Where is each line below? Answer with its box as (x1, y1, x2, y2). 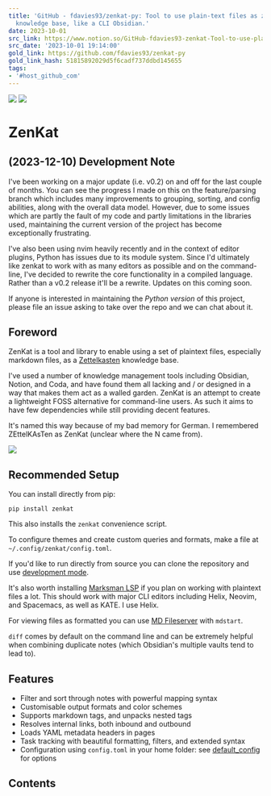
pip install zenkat (8, 505, 74, 513)
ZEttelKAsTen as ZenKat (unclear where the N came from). (8, 429, 203, 440)
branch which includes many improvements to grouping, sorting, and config (8, 194, 261, 203)
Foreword (8, 326, 58, 340)
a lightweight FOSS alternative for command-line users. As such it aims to (8, 397, 254, 406)
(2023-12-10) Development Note (8, 155, 176, 169)
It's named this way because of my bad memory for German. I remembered (8, 421, 259, 431)
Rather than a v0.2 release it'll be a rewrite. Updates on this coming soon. (8, 277, 252, 287)
